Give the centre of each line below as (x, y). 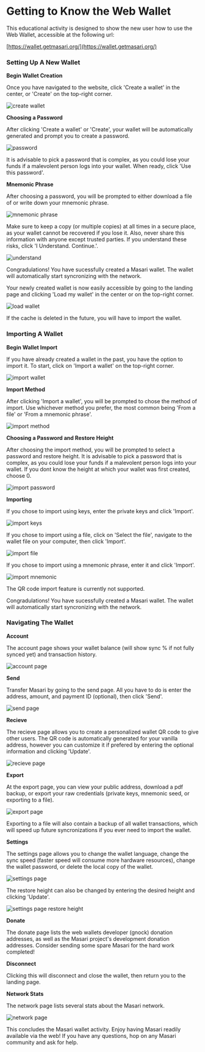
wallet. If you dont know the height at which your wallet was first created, (99, 469)
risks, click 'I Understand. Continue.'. (52, 246)
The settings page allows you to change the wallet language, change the (98, 853)
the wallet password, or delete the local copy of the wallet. (80, 866)
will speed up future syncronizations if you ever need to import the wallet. (99, 830)
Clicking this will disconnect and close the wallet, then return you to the (96, 975)
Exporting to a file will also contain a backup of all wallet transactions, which (102, 824)
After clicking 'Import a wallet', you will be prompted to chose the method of (102, 401)
